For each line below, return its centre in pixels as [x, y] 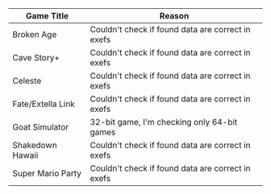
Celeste [27, 81]
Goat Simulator [41, 127]
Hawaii [25, 155]
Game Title [47, 16]
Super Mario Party [47, 173]
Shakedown [35, 145]
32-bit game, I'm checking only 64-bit [164, 122]
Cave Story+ [36, 58]
